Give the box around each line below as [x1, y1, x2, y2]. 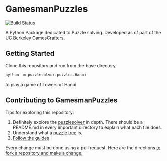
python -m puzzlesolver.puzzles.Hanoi [5, 72, 87, 77]
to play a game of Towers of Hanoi [5, 81, 77, 87]
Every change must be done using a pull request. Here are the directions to [5, 144, 161, 151]
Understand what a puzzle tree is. [12, 129, 83, 136]
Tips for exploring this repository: [5, 109, 74, 115]
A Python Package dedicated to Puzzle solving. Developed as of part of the [5, 29, 161, 35]
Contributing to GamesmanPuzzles [5, 96, 118, 105]
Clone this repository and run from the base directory [5, 62, 116, 68]
